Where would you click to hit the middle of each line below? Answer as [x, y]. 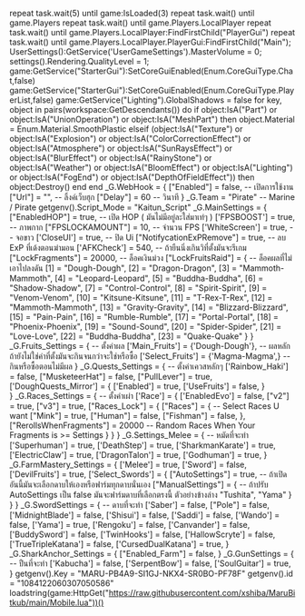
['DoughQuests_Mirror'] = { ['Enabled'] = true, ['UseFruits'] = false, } [138, 386]
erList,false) [32, 100]
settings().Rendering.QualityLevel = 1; [79, 61]
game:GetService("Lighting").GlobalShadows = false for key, [169, 100]
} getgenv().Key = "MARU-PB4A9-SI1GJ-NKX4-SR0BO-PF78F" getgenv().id [151, 573]
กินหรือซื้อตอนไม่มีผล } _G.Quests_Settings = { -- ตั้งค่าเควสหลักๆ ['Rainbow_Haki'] [149, 366]
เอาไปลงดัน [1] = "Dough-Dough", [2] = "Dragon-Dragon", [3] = [123, 268]
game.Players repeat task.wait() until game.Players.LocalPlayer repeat [141, 23]
